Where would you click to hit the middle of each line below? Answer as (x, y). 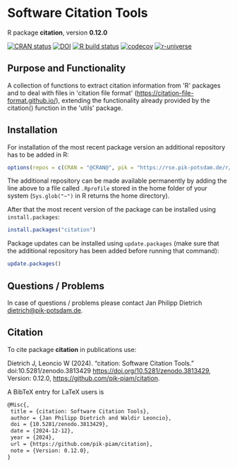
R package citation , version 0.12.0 (57, 32)
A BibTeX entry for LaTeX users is (56, 392)
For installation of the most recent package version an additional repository (116, 147)
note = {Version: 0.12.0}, (50, 450)
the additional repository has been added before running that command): (113, 251)
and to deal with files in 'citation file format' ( (72, 92)
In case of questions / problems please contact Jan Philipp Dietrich (105, 303)
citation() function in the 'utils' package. (65, 108)
